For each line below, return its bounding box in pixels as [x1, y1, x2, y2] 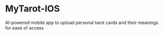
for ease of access [5, 24, 44, 30]
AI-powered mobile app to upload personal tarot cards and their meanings [5, 19, 158, 25]
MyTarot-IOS [5, 3, 60, 14]
